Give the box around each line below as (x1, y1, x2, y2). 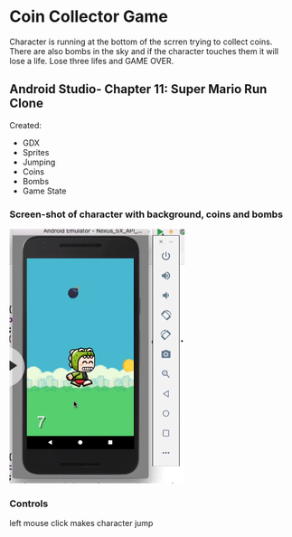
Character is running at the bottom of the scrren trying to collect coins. (9, 36, 273, 47)
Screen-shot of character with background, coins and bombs (9, 208, 283, 221)
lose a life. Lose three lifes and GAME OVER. (9, 55, 174, 66)
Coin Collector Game (9, 6, 169, 27)
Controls (9, 497, 49, 510)
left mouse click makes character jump (9, 518, 154, 529)
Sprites (22, 146, 50, 157)
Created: (9, 119, 42, 130)
